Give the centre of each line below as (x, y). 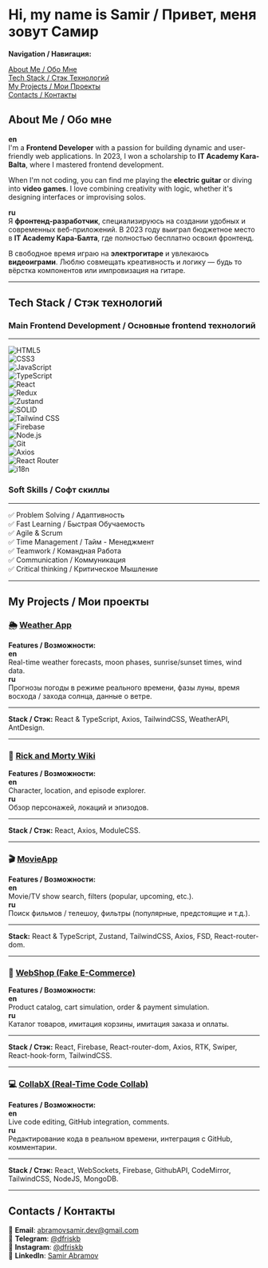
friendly (21, 156)
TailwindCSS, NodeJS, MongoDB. (63, 1179)
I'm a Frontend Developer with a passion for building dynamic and (118, 147)
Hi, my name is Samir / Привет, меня (132, 15)
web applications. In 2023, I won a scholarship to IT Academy (137, 156)
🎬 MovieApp (33, 858)
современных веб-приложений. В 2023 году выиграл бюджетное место (132, 229)
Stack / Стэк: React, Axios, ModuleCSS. (75, 830)
